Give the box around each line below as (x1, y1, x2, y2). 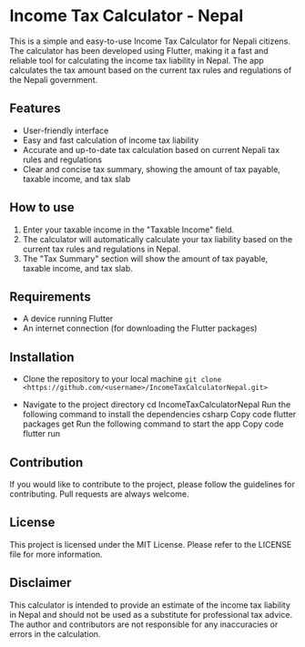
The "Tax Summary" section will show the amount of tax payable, (22, 252, 269, 264)
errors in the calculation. (9, 628, 101, 639)
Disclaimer (9, 575, 72, 591)
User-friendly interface (22, 125, 109, 136)
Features (9, 101, 61, 117)
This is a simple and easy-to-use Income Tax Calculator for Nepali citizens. (9, 36, 291, 46)
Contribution (9, 455, 84, 470)
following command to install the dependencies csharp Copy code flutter (22, 409, 297, 420)
